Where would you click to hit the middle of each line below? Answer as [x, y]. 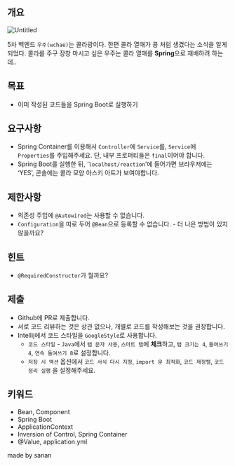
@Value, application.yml [52, 441]
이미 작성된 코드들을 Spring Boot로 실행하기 [78, 104]
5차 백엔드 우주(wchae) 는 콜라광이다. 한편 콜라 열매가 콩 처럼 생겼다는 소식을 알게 [117, 44]
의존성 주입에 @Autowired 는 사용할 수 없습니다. [81, 215]
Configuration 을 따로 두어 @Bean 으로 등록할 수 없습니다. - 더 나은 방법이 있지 [122, 224]
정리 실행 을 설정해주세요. [62, 370]
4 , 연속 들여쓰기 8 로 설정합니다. [69, 352]
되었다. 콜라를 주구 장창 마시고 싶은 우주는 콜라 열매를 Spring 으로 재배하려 [109, 53]
